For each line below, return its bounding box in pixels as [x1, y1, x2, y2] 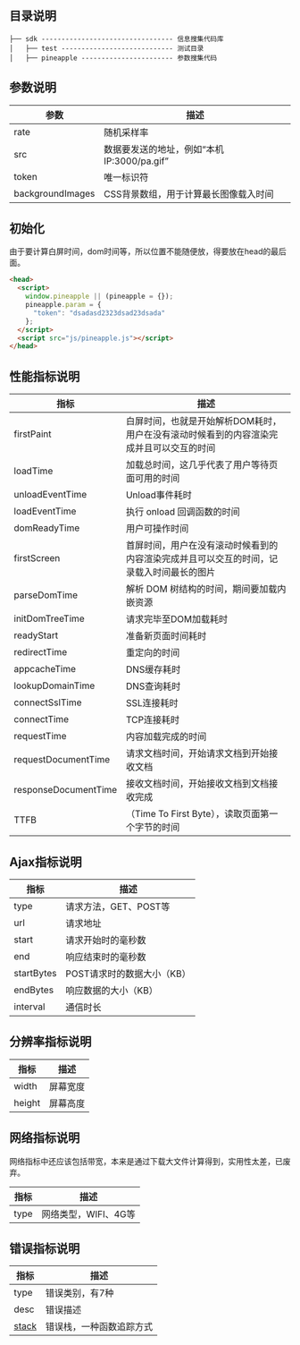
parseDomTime [13, 589, 79, 601]
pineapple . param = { [25, 301, 102, 310]
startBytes [13, 966, 57, 979]
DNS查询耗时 [125, 680, 181, 693]
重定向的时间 [125, 647, 180, 660]
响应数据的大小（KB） [65, 983, 159, 996]
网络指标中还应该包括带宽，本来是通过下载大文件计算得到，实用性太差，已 [9, 1155, 283, 1166]
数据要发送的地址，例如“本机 [104, 142, 225, 155]
